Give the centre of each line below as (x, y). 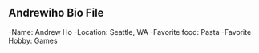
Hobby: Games (33, 40)
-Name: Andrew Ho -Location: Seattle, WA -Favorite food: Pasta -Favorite (130, 32)
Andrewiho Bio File (56, 13)
